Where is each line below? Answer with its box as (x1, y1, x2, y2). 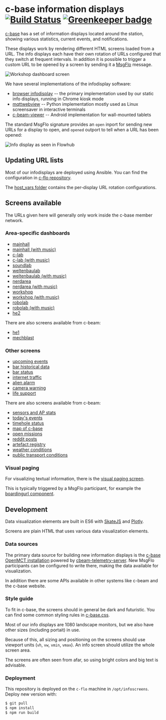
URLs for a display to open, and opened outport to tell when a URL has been (5, 126, 159, 133)
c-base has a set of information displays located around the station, (5, 30, 144, 36)
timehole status (12, 420, 44, 426)
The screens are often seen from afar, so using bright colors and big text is (5, 657, 159, 663)
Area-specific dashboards (5, 230, 71, 237)
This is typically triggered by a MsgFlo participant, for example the (5, 485, 141, 491)
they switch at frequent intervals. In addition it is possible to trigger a (5, 56, 146, 62)
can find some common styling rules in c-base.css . (5, 612, 110, 618)
